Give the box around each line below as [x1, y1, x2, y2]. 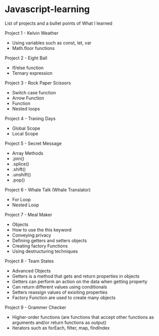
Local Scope [12, 130, 38, 137]
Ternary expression [12, 70, 52, 76]
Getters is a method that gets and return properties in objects [12, 273, 140, 279]
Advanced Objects [12, 267, 51, 273]
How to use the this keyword [12, 227, 72, 233]
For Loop [12, 196, 31, 202]
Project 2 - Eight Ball [5, 54, 47, 61]
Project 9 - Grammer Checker [5, 304, 67, 310]
